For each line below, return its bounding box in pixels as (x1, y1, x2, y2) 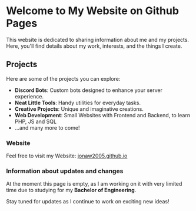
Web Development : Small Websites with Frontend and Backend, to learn (14, 111, 190, 118)
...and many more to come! (14, 124, 80, 131)
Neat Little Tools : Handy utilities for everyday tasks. (14, 99, 141, 106)
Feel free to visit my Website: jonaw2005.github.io (6, 152, 128, 160)
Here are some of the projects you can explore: (6, 75, 121, 82)
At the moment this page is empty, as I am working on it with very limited (6, 180, 182, 187)
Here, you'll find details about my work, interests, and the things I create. (6, 42, 182, 50)
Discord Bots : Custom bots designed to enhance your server (14, 87, 163, 94)
